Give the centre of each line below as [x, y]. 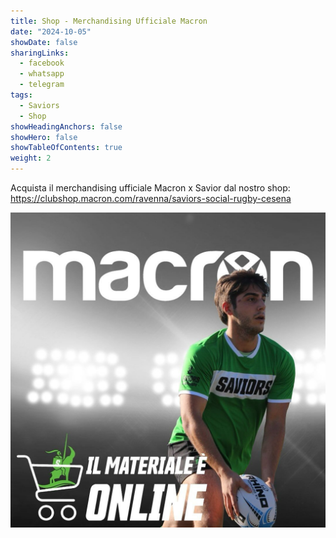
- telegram [42, 85]
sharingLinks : [40, 53]
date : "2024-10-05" [51, 31]
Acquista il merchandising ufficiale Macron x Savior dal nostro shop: [150, 188]
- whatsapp [42, 74]
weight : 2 [31, 158]
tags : [21, 95]
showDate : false [44, 42]
